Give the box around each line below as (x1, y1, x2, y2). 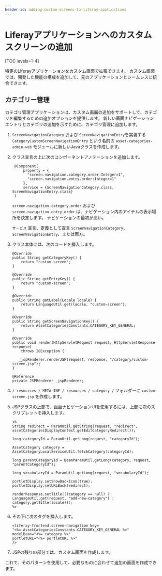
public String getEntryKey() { (12, 277, 75, 282)
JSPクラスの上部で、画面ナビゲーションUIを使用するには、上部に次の (12, 404, 151, 410)
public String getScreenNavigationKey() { (12, 319, 99, 324)
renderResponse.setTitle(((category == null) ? (12, 492, 110, 497)
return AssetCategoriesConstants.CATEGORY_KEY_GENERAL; (21, 323, 136, 328)
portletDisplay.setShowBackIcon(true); (12, 479, 93, 484)
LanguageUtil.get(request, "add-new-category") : (12, 496, 115, 501)
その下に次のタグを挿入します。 (12, 513, 76, 519)
